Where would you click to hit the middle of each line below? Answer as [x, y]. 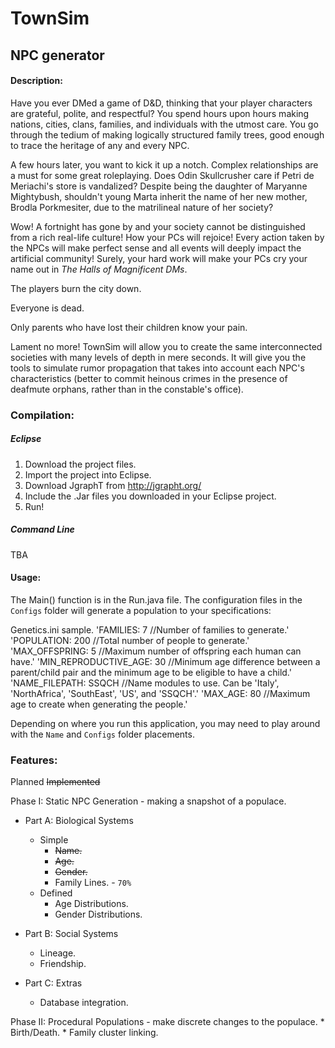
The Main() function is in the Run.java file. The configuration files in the [156, 599]
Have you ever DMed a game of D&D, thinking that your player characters [161, 103]
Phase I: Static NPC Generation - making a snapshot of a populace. [148, 801]
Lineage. [58, 953]
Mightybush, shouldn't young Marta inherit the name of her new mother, [159, 196]
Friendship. [63, 964]
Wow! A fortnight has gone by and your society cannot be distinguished [158, 226]
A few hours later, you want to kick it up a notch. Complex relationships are [164, 164]
